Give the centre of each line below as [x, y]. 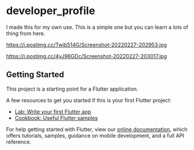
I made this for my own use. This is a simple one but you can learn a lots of [97, 27]
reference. [19, 142]
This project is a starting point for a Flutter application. [72, 89]
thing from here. [26, 33]
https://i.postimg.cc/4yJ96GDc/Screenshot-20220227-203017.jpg [87, 56]
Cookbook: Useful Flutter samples [56, 118]
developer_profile [51, 11]
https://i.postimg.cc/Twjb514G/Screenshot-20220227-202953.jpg [87, 45]
